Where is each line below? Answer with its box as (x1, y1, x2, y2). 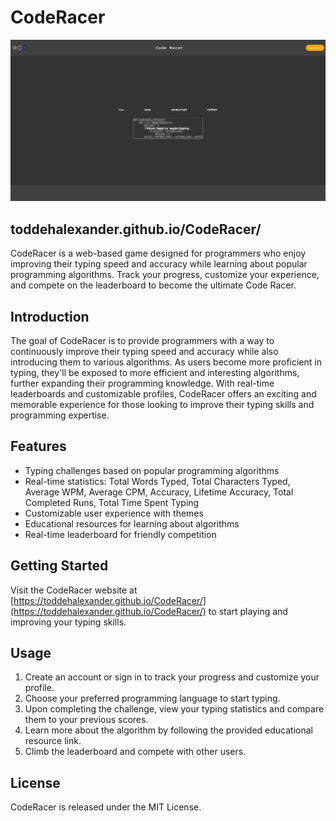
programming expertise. (10, 409, 110, 421)
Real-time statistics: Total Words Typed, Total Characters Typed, (24, 475, 291, 487)
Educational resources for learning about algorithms (24, 517, 240, 530)
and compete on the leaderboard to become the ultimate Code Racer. (10, 279, 297, 291)
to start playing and (208, 605, 288, 617)
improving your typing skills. (10, 616, 127, 628)
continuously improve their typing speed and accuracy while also (10, 345, 279, 357)
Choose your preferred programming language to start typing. (24, 692, 281, 705)
